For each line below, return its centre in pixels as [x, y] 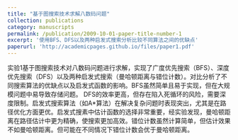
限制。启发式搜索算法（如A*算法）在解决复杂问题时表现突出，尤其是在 [117, 103]
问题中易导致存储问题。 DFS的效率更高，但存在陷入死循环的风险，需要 [117, 94]
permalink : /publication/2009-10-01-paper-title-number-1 [95, 34]
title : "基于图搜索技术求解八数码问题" [58, 14]
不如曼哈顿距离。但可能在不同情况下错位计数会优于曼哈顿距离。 [100, 129]
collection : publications [45, 21]
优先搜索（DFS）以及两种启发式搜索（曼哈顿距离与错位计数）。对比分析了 [114, 76]
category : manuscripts [41, 27]
